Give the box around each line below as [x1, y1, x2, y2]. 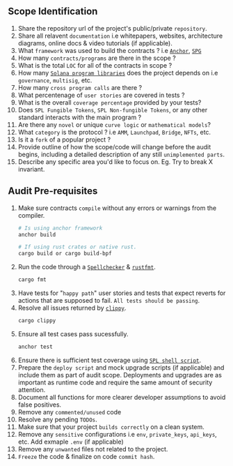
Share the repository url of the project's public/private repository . [17, 24, 207, 32]
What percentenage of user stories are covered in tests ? [17, 91, 185, 99]
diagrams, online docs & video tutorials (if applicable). [17, 38, 172, 47]
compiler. [17, 211, 45, 219]
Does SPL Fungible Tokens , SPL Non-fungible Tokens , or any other [17, 105, 208, 114]
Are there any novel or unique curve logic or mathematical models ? [17, 120, 211, 128]
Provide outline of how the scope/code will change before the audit [17, 142, 211, 151]
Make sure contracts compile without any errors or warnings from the [17, 204, 217, 212]
